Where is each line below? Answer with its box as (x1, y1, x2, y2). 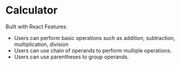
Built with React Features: (5, 23, 68, 30)
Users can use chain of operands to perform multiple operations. (14, 47, 172, 54)
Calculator (5, 4, 58, 17)
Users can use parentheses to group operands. (14, 53, 129, 60)
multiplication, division (14, 41, 69, 48)
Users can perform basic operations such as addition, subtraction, (14, 34, 175, 41)
